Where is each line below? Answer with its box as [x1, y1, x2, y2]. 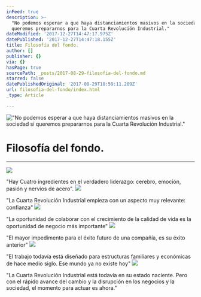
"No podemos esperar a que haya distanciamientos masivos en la [11, 20, 175, 26]
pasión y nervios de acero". [6, 185, 74, 192]
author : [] [6, 48, 33, 54]
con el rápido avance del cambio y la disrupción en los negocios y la [6, 278, 175, 285]
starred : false [6, 75, 44, 81]
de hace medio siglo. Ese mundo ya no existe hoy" [6, 260, 131, 267]
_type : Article [6, 92, 44, 98]
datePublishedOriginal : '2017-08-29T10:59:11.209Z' [6, 81, 138, 87]
